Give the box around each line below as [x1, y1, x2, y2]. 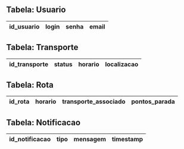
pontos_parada [131, 98, 176, 106]
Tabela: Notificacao [6, 117, 81, 128]
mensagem [73, 135, 106, 144]
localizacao [105, 60, 139, 68]
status [54, 60, 73, 68]
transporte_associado [62, 98, 126, 106]
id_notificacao [9, 135, 51, 144]
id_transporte [9, 60, 49, 68]
